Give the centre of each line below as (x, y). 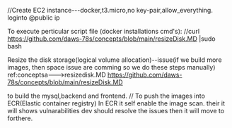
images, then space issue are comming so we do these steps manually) (111, 67)
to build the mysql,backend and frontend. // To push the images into (106, 96)
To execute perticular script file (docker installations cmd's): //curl (104, 31)
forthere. (20, 118)
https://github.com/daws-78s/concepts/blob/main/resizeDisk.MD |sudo (111, 39)
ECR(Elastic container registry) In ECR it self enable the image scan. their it (116, 103)
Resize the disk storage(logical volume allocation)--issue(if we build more (115, 60)
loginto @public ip (34, 18)
